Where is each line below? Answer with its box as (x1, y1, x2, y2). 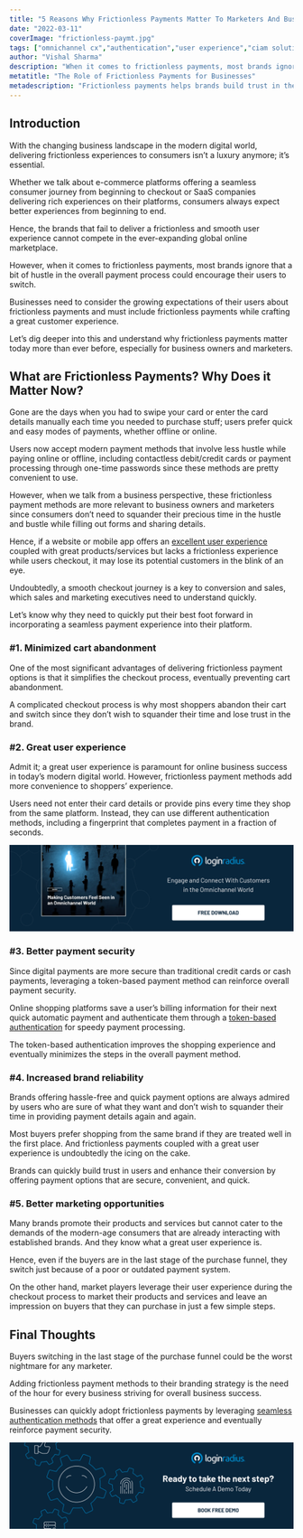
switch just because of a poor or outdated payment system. (9, 1264, 232, 1275)
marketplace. (9, 242, 59, 253)
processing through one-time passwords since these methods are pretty (9, 463, 280, 474)
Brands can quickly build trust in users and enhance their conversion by (9, 1166, 277, 1177)
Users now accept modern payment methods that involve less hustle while (9, 444, 287, 455)
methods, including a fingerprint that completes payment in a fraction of (9, 817, 277, 828)
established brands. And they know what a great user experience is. (9, 1237, 262, 1248)
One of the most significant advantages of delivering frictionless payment (9, 662, 283, 673)
